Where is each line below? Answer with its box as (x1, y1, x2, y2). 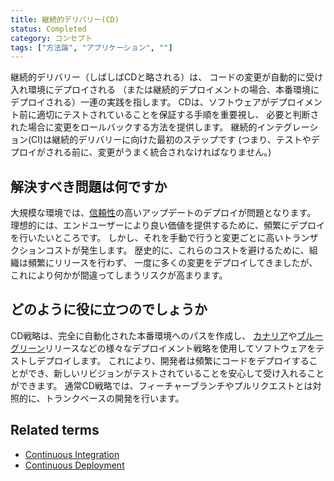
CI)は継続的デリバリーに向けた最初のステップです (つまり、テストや (31, 134, 312, 146)
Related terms (10, 422, 100, 439)
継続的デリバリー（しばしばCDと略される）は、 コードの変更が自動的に (10, 71, 307, 83)
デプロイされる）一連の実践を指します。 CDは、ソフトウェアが (10, 96, 270, 108)
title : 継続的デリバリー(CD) (10, 14, 120, 25)
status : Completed (10, 24, 87, 34)
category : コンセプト (10, 33, 93, 43)
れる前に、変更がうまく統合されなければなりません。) (53, 146, 272, 158)
